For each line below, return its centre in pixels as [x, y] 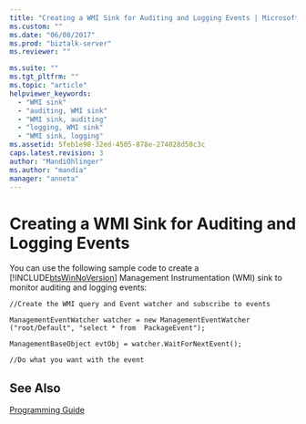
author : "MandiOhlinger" [56, 161]
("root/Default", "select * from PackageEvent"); [107, 328]
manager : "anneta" [44, 179]
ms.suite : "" [34, 68]
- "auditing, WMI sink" [62, 110]
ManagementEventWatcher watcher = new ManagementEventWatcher [130, 320]
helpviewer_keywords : [51, 93]
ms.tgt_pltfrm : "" [44, 77]
